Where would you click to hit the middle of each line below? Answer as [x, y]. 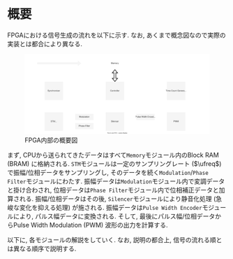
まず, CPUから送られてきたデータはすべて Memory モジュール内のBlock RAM [113, 155]
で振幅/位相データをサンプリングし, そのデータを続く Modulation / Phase [108, 172]
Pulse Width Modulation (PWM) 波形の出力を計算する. [91, 225]
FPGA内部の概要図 [51, 140]
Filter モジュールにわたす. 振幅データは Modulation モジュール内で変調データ [116, 181]
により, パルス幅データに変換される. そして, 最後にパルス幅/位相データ [114, 216]
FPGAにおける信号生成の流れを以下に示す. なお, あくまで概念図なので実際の [116, 35]
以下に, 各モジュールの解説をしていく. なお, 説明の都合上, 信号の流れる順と [115, 239]
